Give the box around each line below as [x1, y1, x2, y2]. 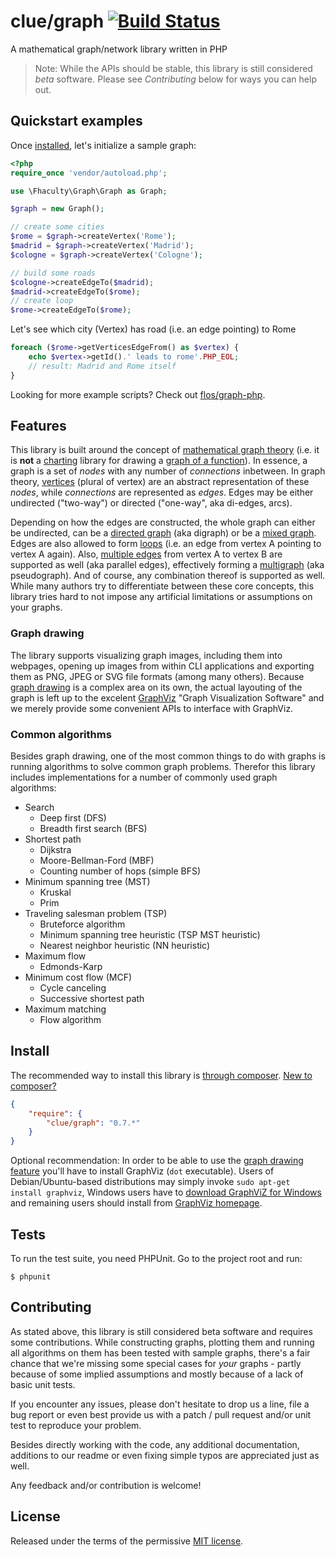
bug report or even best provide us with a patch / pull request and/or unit [10, 1408, 312, 1420]
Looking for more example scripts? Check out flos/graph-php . [10, 388, 266, 400]
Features [10, 418, 67, 435]
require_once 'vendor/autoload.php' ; [10, 168, 168, 178]
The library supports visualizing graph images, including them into [10, 649, 283, 661]
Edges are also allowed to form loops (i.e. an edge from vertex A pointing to [10, 538, 322, 550]
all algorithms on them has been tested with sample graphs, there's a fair [10, 1346, 311, 1359]
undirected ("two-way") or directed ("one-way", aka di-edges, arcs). [10, 497, 293, 509]
